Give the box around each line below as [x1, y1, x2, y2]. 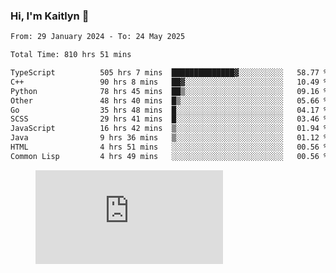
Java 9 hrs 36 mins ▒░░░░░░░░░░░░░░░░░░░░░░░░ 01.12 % [10, 133, 329, 143]
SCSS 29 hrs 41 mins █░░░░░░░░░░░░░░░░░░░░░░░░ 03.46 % [10, 114, 329, 124]
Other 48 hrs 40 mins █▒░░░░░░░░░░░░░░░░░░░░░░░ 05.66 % [10, 95, 329, 106]
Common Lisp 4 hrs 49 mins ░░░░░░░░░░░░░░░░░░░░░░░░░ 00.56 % [10, 151, 329, 161]
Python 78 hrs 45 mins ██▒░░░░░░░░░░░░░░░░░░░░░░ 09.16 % [10, 86, 329, 96]
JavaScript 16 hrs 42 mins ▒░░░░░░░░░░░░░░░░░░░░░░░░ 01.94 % [10, 124, 329, 134]
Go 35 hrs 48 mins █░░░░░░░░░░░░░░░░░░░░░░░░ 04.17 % [10, 105, 329, 115]
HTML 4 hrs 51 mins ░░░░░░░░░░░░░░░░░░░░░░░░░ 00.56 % [10, 142, 329, 153]
